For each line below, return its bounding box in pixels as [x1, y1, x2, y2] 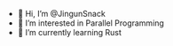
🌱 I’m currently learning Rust [17, 27, 122, 37]
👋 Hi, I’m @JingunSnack [17, 9, 106, 19]
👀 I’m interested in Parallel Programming [17, 18, 164, 28]
